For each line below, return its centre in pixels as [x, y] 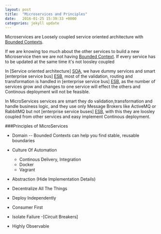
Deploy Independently [34, 198]
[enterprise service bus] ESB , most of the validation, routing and [69, 76]
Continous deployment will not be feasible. [48, 92]
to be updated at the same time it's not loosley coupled [60, 62]
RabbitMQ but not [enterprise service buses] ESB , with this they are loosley [80, 112]
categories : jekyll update [32, 23]
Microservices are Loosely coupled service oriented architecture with [74, 37]
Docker [26, 165]
